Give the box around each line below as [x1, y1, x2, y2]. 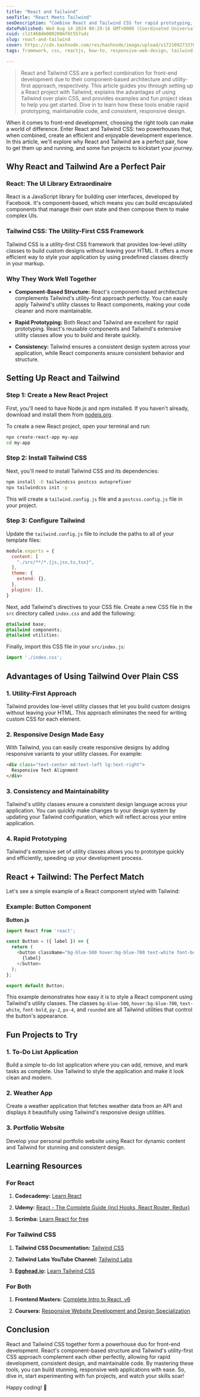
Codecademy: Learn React [14, 1193, 82, 1200]
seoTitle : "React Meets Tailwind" [6, 14, 92, 20]
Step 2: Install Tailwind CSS [6, 454, 87, 462]
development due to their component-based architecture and [20, 75, 171, 82]
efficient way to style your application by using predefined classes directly [6, 253, 189, 261]
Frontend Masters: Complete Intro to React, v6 [14, 1295, 131, 1303]
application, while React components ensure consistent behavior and [14, 350, 185, 357]
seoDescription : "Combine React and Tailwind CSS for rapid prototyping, [6, 20, 193, 26]
